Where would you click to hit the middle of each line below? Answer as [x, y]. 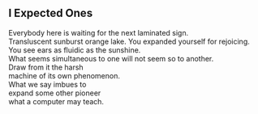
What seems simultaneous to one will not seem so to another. [111, 58]
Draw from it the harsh [46, 67]
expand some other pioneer [55, 93]
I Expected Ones [51, 13]
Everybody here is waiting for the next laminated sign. [99, 32]
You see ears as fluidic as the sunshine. [75, 50]
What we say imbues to [47, 84]
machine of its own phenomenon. [64, 75]
